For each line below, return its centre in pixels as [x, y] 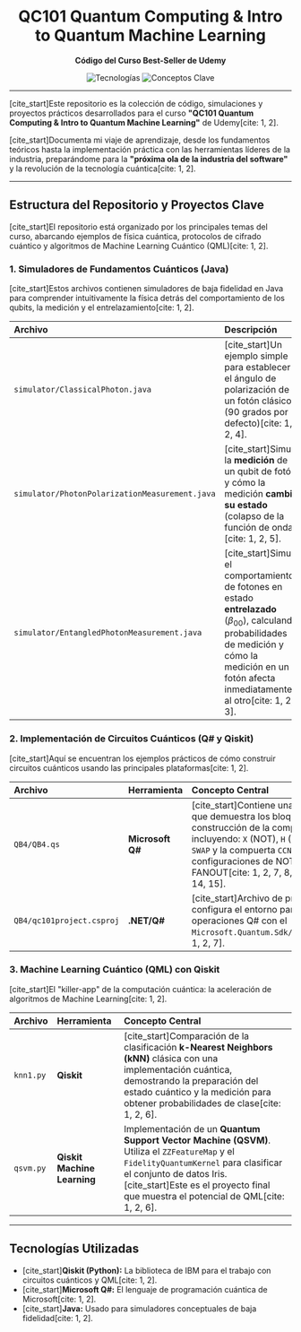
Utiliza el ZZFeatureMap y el [179, 1151]
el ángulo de [250, 378]
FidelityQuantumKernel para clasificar [203, 1163]
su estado [246, 506]
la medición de [256, 461]
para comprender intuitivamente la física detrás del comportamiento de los [147, 298]
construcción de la [231, 827]
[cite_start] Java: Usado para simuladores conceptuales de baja [139, 1308]
